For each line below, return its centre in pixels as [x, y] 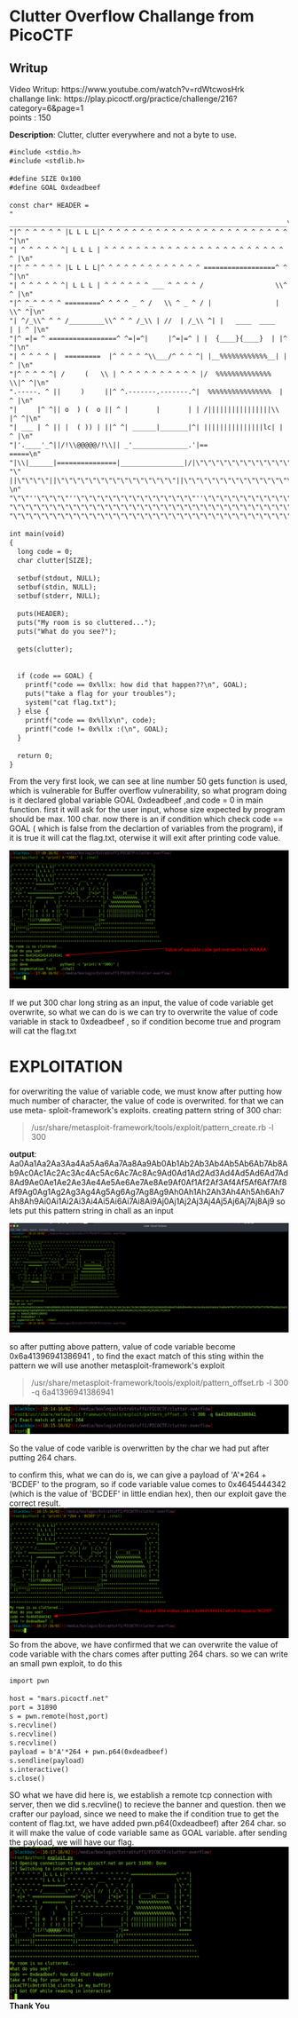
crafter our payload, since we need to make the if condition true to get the [144, 1814]
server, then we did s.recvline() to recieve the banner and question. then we [148, 1805]
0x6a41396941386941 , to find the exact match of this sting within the [137, 1357]
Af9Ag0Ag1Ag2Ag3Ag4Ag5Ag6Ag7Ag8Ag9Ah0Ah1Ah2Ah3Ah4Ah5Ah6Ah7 [147, 1191]
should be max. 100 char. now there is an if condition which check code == [146, 819]
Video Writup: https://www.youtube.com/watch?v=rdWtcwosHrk [127, 89]
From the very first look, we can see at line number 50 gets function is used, [149, 781]
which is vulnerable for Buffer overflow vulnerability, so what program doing [148, 791]
